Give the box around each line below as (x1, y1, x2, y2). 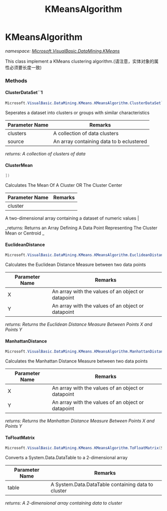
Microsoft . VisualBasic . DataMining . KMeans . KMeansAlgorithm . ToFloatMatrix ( (5, 446, 162, 451)
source (7, 138, 24, 145)
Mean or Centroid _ (5, 230, 45, 236)
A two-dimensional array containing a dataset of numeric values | (5, 215, 139, 221)
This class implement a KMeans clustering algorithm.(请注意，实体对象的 (5, 58, 155, 64)
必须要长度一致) (9, 64, 42, 70)
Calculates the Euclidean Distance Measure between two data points (5, 261, 146, 267)
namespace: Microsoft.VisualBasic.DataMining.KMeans (5, 48, 120, 54)
